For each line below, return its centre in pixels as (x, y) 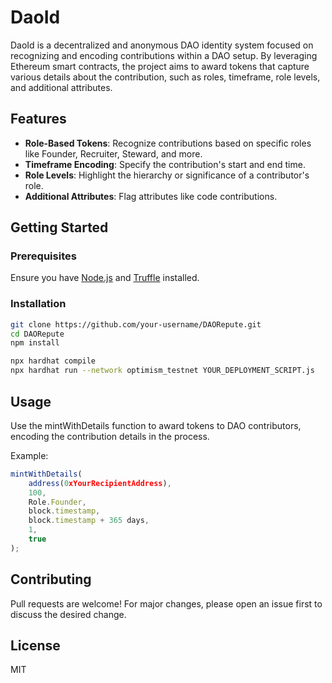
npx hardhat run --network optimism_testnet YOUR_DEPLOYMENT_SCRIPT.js (162, 371)
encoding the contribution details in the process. (110, 436)
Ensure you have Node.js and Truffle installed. (105, 278)
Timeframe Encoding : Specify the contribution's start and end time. (165, 164)
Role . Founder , (57, 502)
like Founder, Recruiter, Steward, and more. (113, 153)
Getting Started (59, 227)
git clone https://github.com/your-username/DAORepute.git (136, 324)
